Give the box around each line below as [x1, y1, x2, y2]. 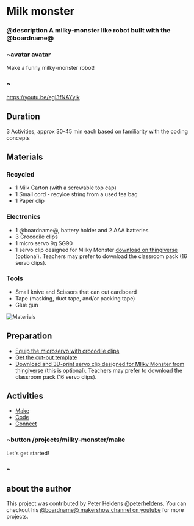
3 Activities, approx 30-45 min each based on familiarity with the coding [6, 128, 188, 135]
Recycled [6, 170, 35, 178]
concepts [6, 134, 31, 142]
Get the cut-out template [15, 354, 77, 361]
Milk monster [6, 4, 75, 18]
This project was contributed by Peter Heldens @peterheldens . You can [6, 500, 187, 507]
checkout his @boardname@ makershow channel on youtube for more [6, 506, 184, 514]
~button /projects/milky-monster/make [6, 435, 126, 444]
